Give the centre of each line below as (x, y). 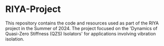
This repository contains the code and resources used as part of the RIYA (82, 23)
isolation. (15, 39)
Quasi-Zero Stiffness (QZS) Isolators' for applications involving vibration (81, 33)
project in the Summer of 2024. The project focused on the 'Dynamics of (81, 28)
